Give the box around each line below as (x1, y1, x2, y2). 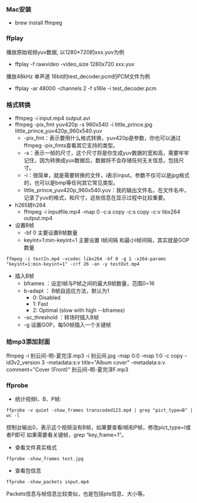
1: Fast (32, 300, 49, 307)
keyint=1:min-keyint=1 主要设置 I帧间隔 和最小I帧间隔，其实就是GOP (23, 236, 190, 243)
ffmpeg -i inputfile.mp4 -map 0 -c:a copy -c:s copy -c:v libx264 (23, 208, 180, 215)
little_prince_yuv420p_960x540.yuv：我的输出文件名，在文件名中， (23, 186, 189, 193)
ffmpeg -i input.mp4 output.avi (14, 115, 90, 122)
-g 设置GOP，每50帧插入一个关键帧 (23, 321, 111, 328)
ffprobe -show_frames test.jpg (6, 456, 84, 462)
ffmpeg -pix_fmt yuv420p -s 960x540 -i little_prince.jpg (14, 121, 153, 128)
